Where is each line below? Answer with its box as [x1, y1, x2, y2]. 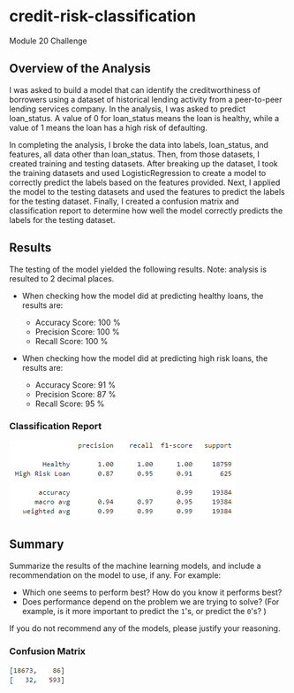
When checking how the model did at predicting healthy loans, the [21, 290, 264, 301]
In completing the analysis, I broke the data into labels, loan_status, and [9, 139, 269, 150]
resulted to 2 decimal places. [9, 273, 115, 284]
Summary [9, 537, 64, 552]
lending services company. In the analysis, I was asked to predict [9, 104, 245, 114]
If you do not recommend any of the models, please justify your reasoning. [9, 622, 281, 634]
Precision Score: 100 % [34, 326, 121, 337]
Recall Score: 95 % [34, 398, 105, 409]
